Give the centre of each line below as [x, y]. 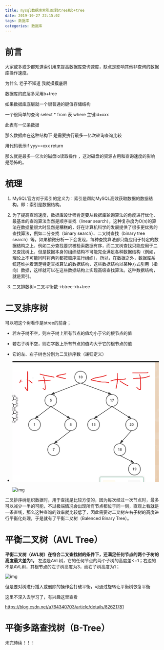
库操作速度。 [18, 73]
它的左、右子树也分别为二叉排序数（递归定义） [59, 354]
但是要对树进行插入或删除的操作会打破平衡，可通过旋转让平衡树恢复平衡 [78, 586]
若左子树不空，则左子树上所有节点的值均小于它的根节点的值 [72, 333]
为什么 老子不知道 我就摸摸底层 [36, 83]
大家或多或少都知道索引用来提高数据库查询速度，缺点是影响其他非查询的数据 [82, 67]
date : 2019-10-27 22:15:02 [32, 15]
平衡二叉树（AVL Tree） [54, 540]
